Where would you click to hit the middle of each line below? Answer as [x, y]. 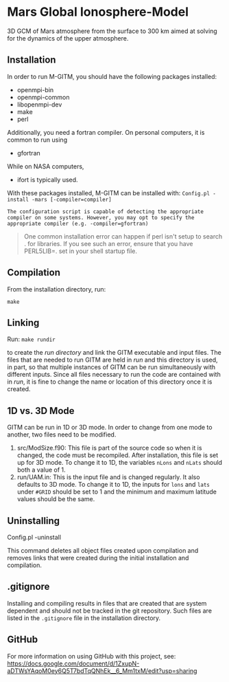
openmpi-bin [35, 89]
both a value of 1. [41, 470]
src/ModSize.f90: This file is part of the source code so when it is [109, 448]
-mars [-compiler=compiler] [72, 199]
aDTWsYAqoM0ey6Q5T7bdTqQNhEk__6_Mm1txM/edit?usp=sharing [102, 670]
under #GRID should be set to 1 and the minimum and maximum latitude [117, 492]
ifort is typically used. [47, 179]
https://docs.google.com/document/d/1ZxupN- [73, 663]
